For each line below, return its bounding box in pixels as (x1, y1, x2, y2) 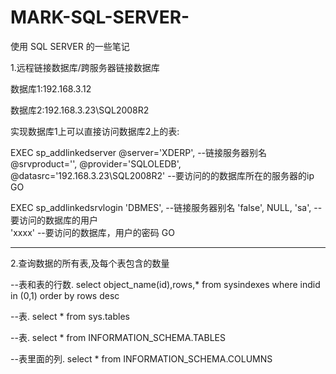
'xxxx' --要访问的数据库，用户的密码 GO (10, 226, 175, 238)
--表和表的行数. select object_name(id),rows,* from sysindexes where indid (10, 278, 321, 290)
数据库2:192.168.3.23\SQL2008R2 (10, 104, 150, 116)
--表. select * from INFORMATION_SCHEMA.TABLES (10, 331, 226, 343)
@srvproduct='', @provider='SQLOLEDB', (10, 157, 182, 170)
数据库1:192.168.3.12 (10, 82, 92, 95)
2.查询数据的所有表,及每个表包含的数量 (10, 257, 170, 269)
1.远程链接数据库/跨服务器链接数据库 (10, 61, 160, 73)
